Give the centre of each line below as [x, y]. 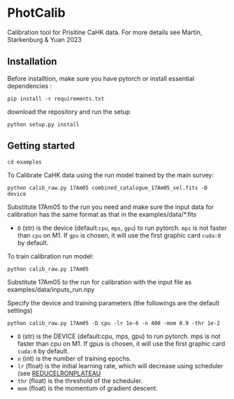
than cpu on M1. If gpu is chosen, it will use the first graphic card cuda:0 [119, 235]
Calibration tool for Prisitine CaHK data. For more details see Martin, [105, 32]
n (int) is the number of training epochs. [74, 358]
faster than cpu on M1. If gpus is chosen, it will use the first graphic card [121, 343]
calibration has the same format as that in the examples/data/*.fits [102, 214]
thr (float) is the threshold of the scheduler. [80, 380]
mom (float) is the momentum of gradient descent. [88, 388]
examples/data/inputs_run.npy [51, 289]
